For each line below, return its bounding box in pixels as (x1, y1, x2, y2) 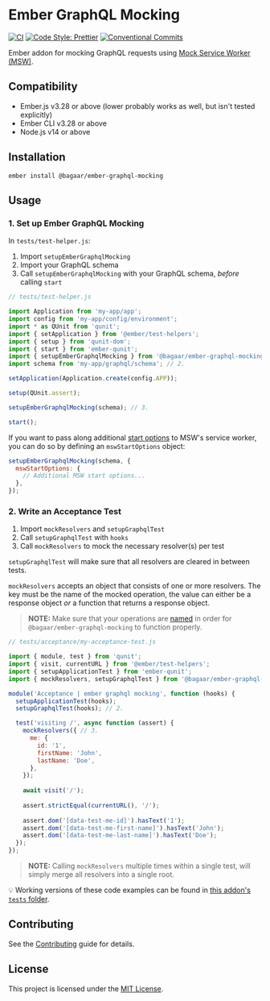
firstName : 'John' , (37, 749, 103, 757)
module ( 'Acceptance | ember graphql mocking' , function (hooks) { (8, 689, 235, 698)
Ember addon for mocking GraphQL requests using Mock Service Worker (8, 48, 251, 57)
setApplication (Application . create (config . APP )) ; (8, 375, 178, 383)
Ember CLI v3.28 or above (19, 118, 107, 128)
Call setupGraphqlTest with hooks (19, 533, 129, 542)
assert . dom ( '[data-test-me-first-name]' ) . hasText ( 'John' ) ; (22, 824, 225, 832)
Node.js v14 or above (19, 127, 91, 136)
